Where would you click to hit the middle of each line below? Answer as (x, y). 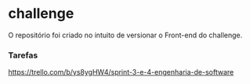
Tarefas (23, 55)
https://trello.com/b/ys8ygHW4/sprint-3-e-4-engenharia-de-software (121, 72)
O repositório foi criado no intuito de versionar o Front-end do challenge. (125, 35)
